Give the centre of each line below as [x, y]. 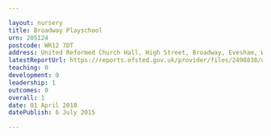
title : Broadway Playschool [56, 30]
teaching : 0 [28, 68]
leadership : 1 [32, 82]
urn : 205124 [28, 38]
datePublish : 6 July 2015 [52, 113]
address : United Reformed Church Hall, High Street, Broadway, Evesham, [133, 53]
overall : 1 [27, 97]
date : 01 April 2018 [43, 105]
